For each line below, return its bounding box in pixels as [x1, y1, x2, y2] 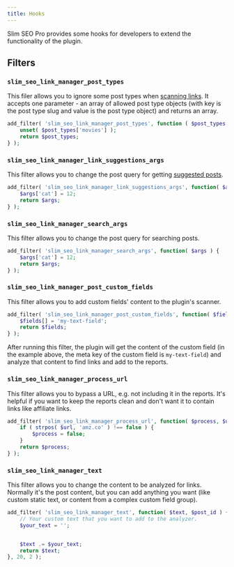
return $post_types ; [19, 133, 79, 140]
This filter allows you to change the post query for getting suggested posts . [7, 170, 224, 179]
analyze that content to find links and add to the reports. [7, 358, 169, 366]
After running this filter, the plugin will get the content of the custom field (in [7, 343, 225, 351]
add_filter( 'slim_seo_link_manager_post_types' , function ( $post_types [7, 120, 226, 128]
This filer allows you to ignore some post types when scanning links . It [7, 92, 209, 100]
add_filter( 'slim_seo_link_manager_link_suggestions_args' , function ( [7, 184, 219, 191]
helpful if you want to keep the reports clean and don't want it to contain [7, 397, 214, 405]
